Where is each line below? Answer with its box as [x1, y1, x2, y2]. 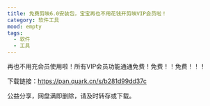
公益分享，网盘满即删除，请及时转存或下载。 [7, 91, 136, 100]
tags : [7, 29, 23, 37]
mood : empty [7, 23, 42, 30]
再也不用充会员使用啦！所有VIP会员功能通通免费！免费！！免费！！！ [7, 62, 207, 70]
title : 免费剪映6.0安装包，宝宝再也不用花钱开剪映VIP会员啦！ [7, 10, 167, 17]
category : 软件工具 [7, 17, 60, 24]
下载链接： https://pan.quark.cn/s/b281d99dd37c [7, 77, 147, 85]
